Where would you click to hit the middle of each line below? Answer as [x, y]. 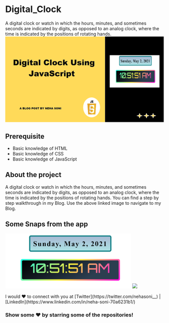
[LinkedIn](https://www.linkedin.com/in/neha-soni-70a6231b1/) [70, 302]
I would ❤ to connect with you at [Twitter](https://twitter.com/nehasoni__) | [83, 297]
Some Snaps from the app [47, 224]
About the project [33, 175]
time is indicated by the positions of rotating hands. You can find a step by [82, 198]
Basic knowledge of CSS [38, 153]
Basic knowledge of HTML [40, 148]
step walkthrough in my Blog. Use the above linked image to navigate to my [83, 203]
